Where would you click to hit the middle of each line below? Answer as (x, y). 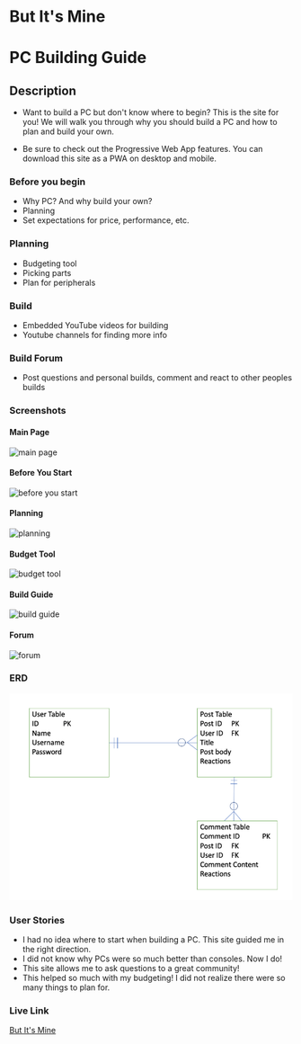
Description (43, 90)
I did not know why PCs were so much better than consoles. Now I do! (152, 959)
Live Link (29, 1011)
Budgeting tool (49, 263)
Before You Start (41, 473)
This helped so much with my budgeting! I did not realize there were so (154, 977)
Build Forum (36, 358)
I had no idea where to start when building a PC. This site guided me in (153, 939)
